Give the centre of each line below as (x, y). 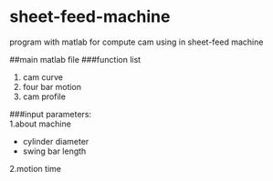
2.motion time (36, 168)
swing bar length (54, 151)
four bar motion (52, 86)
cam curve (43, 77)
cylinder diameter (56, 141)
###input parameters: (51, 114)
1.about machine (40, 124)
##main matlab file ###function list (75, 59)
